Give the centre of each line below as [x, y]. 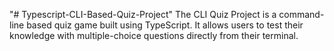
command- [301, 14]
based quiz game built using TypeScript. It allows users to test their [165, 25]
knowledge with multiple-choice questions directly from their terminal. [154, 35]
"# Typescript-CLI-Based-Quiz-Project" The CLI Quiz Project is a [143, 14]
